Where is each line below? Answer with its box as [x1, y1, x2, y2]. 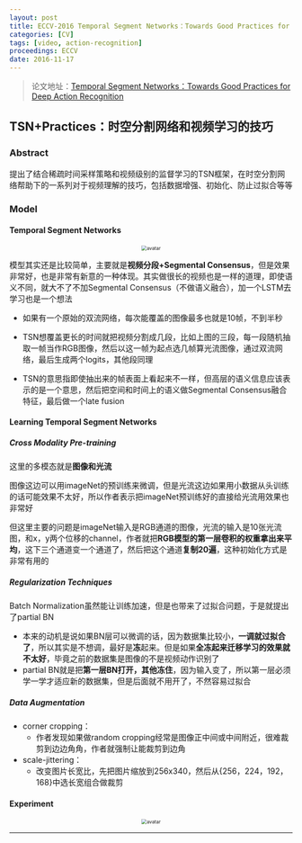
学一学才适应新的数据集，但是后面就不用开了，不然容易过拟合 [22, 676, 252, 686]
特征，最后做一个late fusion [22, 395, 125, 406]
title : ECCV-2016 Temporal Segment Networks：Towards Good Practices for [9, 22, 290, 31]
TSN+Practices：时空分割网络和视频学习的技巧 [9, 119, 274, 135]
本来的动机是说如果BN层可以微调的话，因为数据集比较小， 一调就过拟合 [22, 631, 286, 641]
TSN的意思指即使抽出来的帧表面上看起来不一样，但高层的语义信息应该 [22, 372, 283, 383]
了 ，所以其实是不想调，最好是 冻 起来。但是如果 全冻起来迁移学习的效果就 [22, 642, 290, 653]
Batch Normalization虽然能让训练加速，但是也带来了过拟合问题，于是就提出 [9, 600, 289, 612]
